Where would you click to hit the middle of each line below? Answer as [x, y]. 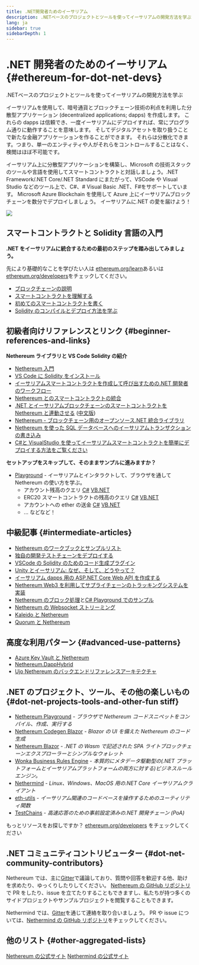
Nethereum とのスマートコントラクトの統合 [68, 398]
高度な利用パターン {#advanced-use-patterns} [94, 642]
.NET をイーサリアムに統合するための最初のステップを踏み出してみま [90, 248]
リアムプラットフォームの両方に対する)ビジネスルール [127, 768]
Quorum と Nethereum [42, 622]
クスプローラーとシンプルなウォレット [77, 754]
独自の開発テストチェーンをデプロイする [64, 555]
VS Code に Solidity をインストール [57, 376]
